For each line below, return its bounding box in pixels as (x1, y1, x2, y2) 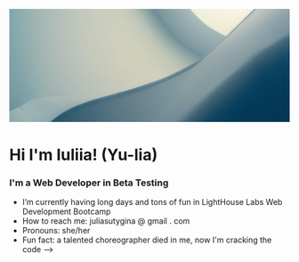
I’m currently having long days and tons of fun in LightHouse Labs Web (21, 197, 283, 208)
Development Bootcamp (21, 206, 111, 217)
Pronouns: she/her (21, 225, 91, 236)
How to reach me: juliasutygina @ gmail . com (21, 216, 190, 226)
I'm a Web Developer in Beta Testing (9, 176, 169, 189)
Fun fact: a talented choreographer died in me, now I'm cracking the (21, 234, 272, 245)
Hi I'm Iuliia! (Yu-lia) (9, 144, 158, 165)
